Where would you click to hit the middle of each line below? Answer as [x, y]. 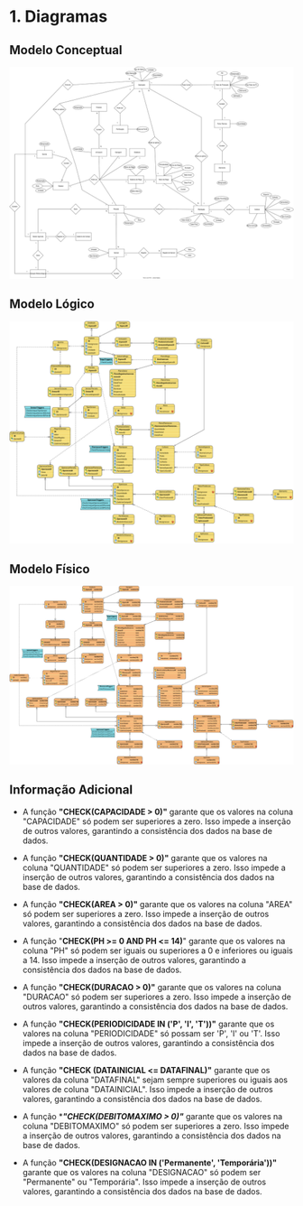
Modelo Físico [50, 569]
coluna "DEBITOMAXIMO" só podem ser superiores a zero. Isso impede [156, 1126]
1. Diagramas [59, 17]
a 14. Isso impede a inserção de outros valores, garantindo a [134, 960]
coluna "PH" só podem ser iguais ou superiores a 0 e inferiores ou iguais [157, 951]
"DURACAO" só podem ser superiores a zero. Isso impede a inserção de [156, 997]
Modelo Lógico [52, 304]
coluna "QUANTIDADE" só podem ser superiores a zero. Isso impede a [154, 867]
